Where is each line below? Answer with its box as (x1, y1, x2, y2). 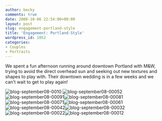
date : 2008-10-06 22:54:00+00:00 (5, 16, 75, 21)
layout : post (5, 21, 33, 26)
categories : (5, 40, 30, 45)
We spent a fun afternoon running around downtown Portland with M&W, (5, 63, 156, 69)
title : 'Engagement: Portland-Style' (5, 30, 85, 35)
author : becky (5, 7, 35, 12)
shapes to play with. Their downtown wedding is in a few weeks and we (5, 73, 154, 79)
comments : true (5, 12, 37, 17)
